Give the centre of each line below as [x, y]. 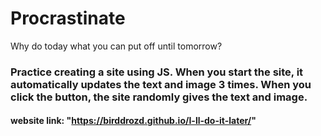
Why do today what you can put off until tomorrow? [116, 46]
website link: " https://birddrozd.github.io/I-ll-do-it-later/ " [133, 121]
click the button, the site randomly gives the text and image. [159, 97]
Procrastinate [68, 18]
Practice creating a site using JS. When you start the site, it [157, 72]
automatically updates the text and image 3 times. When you [161, 84]
